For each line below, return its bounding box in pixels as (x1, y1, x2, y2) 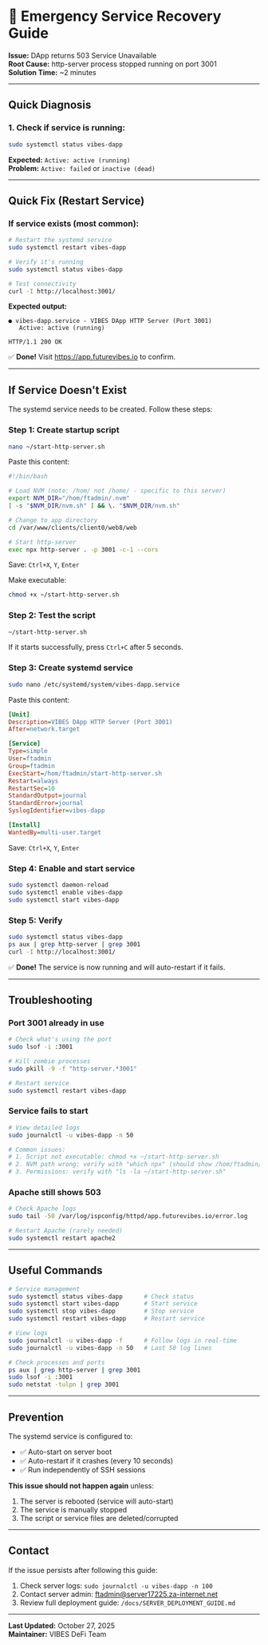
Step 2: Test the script (8, 610, 96, 621)
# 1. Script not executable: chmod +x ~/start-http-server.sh (8, 1153, 219, 1161)
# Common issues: (8, 1145, 66, 1153)
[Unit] (8, 711, 30, 719)
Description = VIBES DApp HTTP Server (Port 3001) (8, 718, 173, 726)
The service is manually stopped (19, 1505, 128, 1515)
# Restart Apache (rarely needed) (8, 1227, 124, 1235)
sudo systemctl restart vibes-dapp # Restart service (8, 1315, 205, 1323)
